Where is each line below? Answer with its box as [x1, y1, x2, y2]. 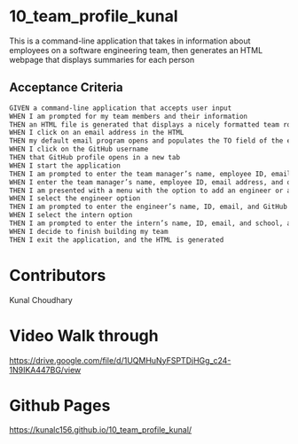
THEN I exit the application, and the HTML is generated [9, 235, 224, 245]
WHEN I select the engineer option [9, 194, 141, 203]
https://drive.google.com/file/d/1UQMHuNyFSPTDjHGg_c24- [9, 354, 231, 365]
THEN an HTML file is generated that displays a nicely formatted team [9, 120, 279, 129]
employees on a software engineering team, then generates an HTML [9, 44, 263, 55]
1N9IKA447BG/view [9, 364, 82, 375]
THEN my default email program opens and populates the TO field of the [9, 136, 284, 145]
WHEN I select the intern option [9, 211, 133, 220]
